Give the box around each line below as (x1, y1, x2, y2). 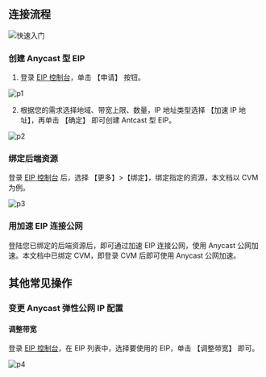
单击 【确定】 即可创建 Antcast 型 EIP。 (44, 115, 176, 125)
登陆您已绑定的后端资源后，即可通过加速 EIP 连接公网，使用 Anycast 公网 (8, 240, 252, 250)
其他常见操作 (8, 276, 73, 290)
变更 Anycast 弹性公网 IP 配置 (8, 303, 123, 314)
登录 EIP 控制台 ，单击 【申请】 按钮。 (19, 72, 145, 82)
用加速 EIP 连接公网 (8, 221, 83, 232)
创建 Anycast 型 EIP (8, 52, 85, 64)
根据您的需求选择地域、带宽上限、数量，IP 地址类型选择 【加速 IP (19, 106, 238, 115)
